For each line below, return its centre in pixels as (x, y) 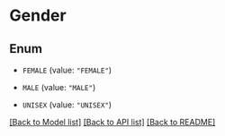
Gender (38, 16)
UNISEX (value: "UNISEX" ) (67, 105)
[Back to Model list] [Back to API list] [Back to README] (112, 122)
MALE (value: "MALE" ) (59, 87)
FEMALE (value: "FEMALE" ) (67, 70)
